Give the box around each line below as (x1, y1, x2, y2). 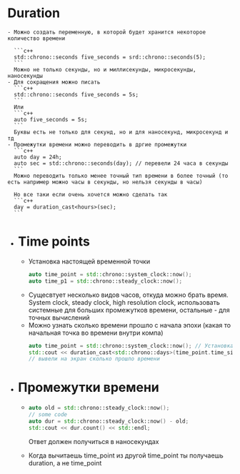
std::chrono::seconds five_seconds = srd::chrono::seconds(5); (14, 54, 206, 61)
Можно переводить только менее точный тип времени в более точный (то (14, 172, 229, 179)
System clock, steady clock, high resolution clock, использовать (28, 298, 220, 306)
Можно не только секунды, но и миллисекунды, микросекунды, (14, 66, 196, 73)
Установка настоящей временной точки (28, 257, 151, 266)
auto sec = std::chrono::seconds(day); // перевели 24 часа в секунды (14, 159, 229, 167)
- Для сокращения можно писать (7, 79, 101, 86)
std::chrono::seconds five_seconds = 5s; (14, 91, 139, 98)
